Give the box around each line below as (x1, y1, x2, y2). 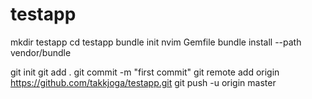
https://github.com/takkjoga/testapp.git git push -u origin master (10, 76, 277, 88)
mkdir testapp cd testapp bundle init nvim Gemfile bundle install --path (10, 36, 302, 48)
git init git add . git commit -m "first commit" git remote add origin (10, 66, 280, 78)
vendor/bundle (10, 46, 72, 58)
